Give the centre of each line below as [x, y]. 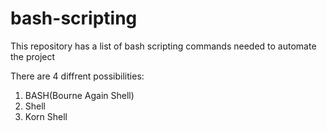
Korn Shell [46, 116]
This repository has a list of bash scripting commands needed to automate [163, 46]
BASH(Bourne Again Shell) [79, 95]
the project [33, 56]
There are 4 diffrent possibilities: [77, 76]
